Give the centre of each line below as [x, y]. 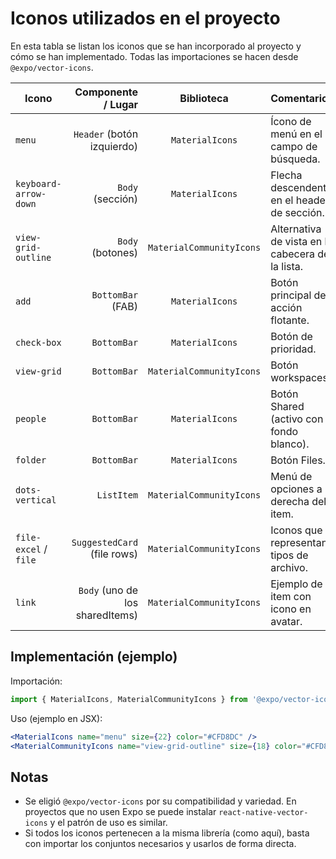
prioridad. [293, 349]
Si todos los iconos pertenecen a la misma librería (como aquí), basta [167, 833]
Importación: [36, 681]
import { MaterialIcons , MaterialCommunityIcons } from [129, 699]
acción [286, 307]
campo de [294, 146]
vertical [36, 500]
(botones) [115, 252]
